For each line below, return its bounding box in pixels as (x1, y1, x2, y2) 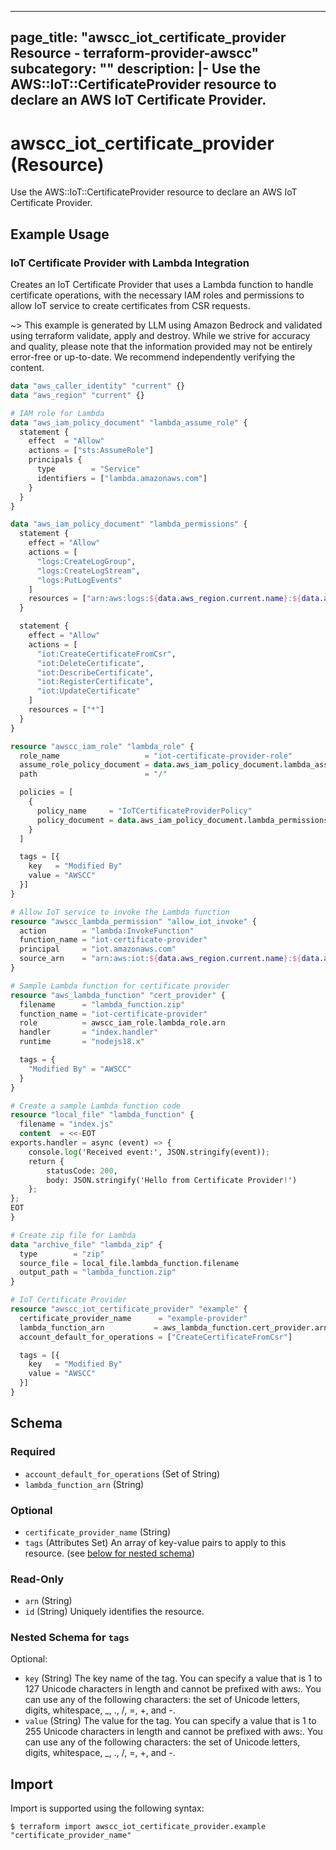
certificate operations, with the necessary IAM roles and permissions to (10, 289, 305, 301)
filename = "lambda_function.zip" (19, 999, 186, 1010)
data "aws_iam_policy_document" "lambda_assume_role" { (10, 417, 248, 428)
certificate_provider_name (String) (24, 1526, 172, 1538)
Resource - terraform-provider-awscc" (10, 45, 260, 62)
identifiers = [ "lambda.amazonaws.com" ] (36, 473, 208, 483)
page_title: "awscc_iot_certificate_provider (10, 29, 287, 46)
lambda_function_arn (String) (24, 1478, 145, 1490)
